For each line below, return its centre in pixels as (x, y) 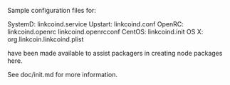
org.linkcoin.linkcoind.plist (46, 39)
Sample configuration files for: (52, 10)
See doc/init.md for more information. (62, 75)
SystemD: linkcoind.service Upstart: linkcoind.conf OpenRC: (95, 24)
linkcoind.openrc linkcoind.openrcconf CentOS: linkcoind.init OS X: (105, 32)
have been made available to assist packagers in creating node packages (115, 53)
